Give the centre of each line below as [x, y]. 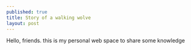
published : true [27, 12]
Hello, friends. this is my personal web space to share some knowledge [96, 41]
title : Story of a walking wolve [49, 18]
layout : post [23, 23]
